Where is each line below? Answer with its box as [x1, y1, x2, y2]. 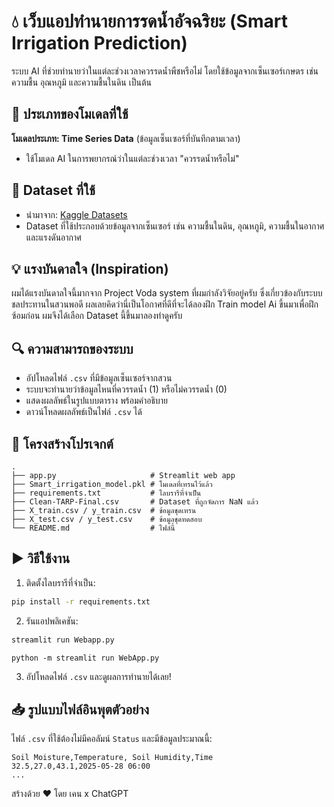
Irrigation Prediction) [11, 32, 188, 55]
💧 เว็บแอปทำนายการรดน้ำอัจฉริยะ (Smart [11, 10, 288, 33]
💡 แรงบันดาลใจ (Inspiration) [11, 260, 169, 277]
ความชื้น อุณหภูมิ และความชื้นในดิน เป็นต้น [11, 76, 152, 88]
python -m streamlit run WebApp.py [11, 653, 160, 663]
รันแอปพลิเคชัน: [25, 615, 79, 627]
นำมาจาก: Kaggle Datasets [25, 208, 128, 220]
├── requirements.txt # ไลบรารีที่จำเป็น [11, 488, 202, 498]
